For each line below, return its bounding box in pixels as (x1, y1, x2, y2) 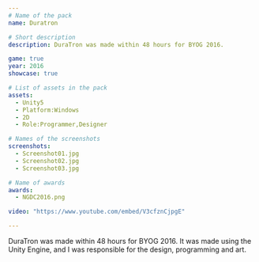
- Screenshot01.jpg (15, 150, 80, 158)
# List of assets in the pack (8, 84, 108, 92)
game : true (8, 55, 44, 63)
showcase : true (8, 70, 58, 78)
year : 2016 (8, 63, 44, 70)
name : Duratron (8, 19, 58, 27)
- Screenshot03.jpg (15, 164, 80, 173)
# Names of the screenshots (8, 135, 101, 143)
